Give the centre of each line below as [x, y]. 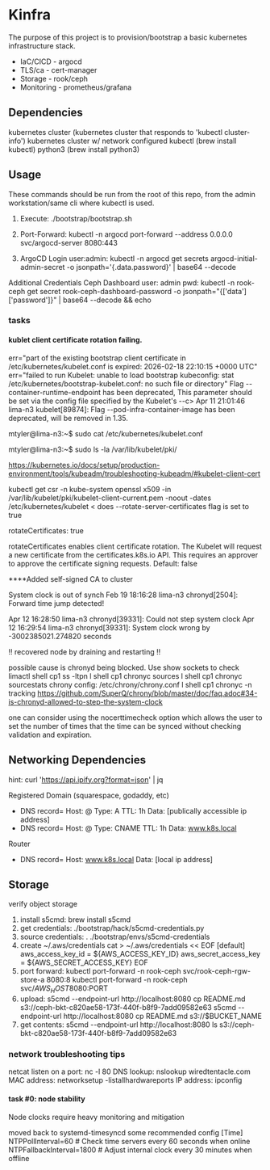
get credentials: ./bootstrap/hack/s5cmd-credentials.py [112, 928]
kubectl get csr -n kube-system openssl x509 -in [90, 489]
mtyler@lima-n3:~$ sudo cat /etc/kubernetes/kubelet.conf [106, 433]
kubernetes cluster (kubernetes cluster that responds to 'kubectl [116, 132]
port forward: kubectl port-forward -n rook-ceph [100, 971]
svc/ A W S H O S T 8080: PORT [64, 989]
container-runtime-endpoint [55, 392]
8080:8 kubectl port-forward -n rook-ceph [117, 980]
